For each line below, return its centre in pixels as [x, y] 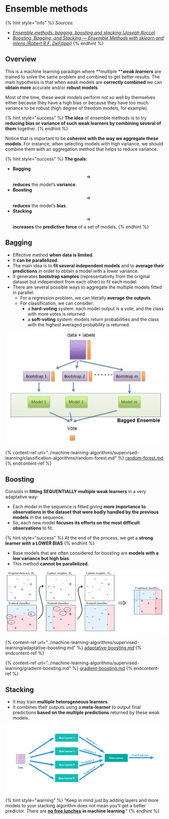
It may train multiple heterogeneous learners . [61, 702]
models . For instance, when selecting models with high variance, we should [84, 143]
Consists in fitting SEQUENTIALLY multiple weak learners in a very [76, 492]
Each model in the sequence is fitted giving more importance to [79, 507]
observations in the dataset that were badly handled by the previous [86, 512]
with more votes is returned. [57, 314]
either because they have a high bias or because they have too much [77, 103]
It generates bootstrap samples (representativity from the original [81, 276]
